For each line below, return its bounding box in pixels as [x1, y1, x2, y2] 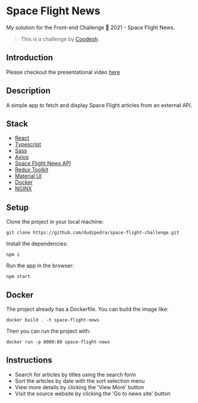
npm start [6, 274, 31, 280]
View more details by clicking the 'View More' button [14, 383, 144, 390]
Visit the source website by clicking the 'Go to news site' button [14, 390, 171, 397]
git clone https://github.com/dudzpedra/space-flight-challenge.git [6, 230, 180, 236]
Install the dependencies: [6, 240, 68, 248]
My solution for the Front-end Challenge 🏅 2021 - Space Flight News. [6, 24, 175, 31]
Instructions [6, 355, 52, 365]
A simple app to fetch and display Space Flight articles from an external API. [6, 101, 193, 108]
